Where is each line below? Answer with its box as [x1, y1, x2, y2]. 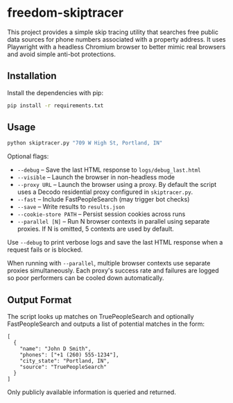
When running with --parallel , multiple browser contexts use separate [7, 259, 211, 268]
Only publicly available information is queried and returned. [7, 388, 177, 397]
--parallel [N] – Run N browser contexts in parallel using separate [17, 217, 210, 226]
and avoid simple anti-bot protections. [7, 50, 116, 58]
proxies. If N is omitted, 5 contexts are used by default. [17, 224, 175, 233]
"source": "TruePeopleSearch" [19, 363, 107, 371]
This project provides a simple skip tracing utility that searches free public [7, 28, 218, 36]
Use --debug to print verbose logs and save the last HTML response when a [7, 238, 223, 247]
